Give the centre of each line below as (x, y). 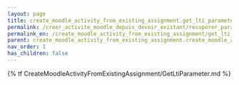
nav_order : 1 (27, 47)
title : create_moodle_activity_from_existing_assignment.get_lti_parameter (122, 21)
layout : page (27, 14)
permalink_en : (28, 34)
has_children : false (38, 54)
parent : (19, 40)
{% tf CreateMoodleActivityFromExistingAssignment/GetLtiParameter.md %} (119, 73)
